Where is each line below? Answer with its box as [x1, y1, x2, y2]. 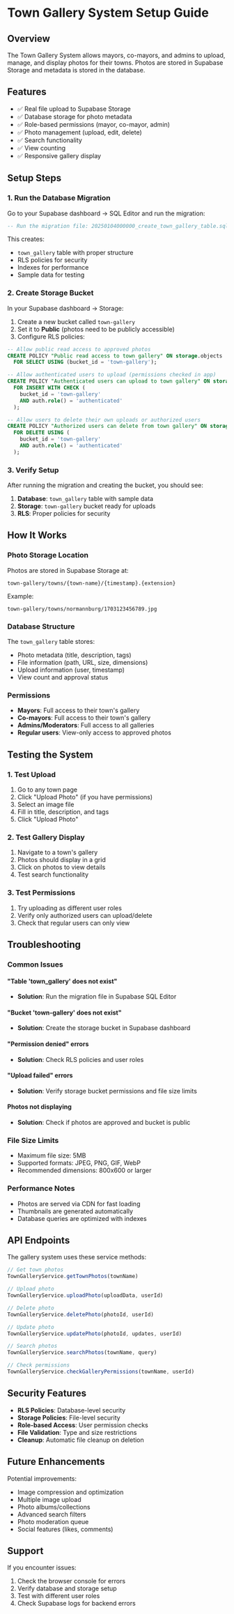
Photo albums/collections [17, 1502, 91, 1511]
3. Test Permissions [7, 888, 75, 898]
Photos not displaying [7, 1102, 72, 1111]
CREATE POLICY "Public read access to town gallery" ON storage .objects [7, 352, 223, 360]
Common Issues [7, 960, 64, 969]
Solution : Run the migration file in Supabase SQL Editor [17, 992, 177, 1001]
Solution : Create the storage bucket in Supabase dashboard [17, 1024, 191, 1032]
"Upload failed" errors [7, 1071, 73, 1079]
